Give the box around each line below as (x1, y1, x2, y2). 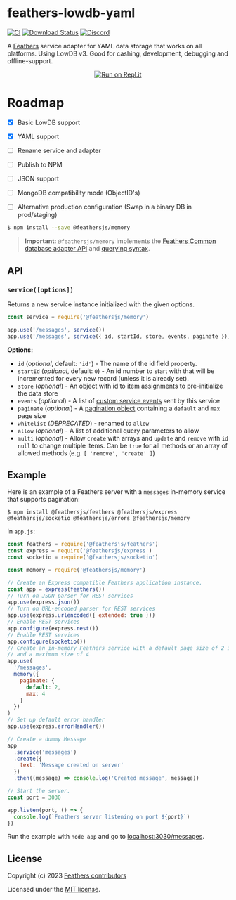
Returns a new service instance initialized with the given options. (7, 300, 195, 308)
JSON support (17, 174, 60, 183)
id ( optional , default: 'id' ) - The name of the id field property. (17, 359, 198, 367)
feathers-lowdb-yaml (7, 5, 136, 21)
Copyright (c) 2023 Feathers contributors (7, 871, 127, 880)
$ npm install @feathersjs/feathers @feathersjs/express (7, 509, 178, 516)
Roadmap (7, 95, 65, 111)
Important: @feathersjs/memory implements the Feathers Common (24, 237, 216, 245)
